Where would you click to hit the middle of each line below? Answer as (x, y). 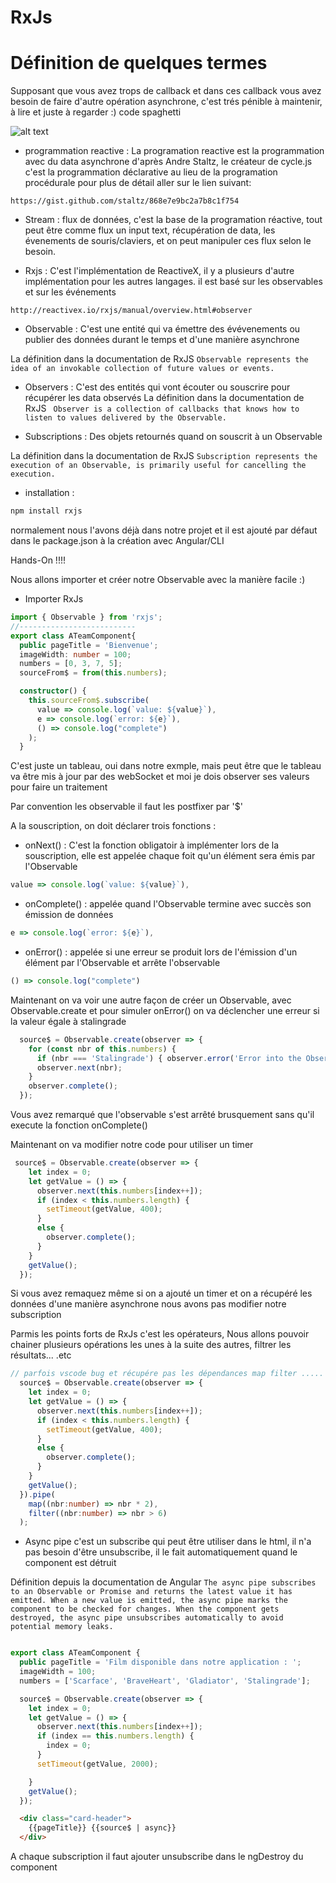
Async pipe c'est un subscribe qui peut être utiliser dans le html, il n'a (168, 1542)
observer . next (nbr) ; (79, 1067)
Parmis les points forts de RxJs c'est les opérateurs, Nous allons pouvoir (160, 1334)
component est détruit (70, 1563)
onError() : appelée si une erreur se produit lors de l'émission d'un (161, 952)
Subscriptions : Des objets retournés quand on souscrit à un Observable (173, 437)
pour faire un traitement (59, 787)
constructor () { (53, 691)
